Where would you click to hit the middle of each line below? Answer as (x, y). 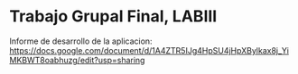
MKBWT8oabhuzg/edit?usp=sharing (77, 60)
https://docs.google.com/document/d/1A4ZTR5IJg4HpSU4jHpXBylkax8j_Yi (149, 50)
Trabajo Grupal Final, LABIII (113, 16)
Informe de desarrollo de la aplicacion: (81, 41)
